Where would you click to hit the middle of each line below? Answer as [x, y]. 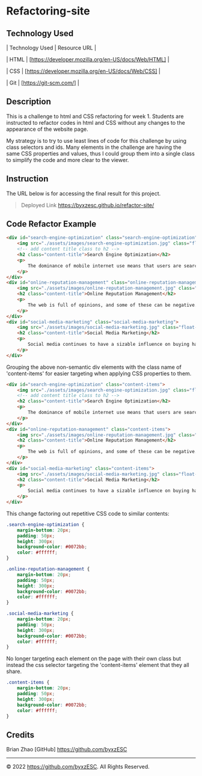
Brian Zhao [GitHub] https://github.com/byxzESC [67, 749]
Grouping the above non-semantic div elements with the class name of [94, 367]
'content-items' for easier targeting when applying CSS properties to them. [99, 373]
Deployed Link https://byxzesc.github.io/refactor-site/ [87, 205]
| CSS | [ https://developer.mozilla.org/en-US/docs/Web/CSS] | [83, 71]
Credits [20, 735]
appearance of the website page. [47, 129]
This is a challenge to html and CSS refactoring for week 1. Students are [95, 116]
